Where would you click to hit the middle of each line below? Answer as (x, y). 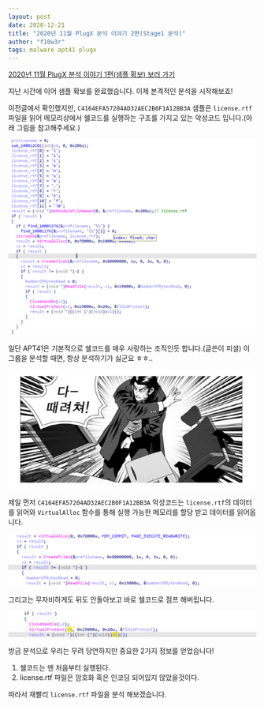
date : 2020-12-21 (37, 25)
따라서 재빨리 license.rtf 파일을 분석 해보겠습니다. (87, 694)
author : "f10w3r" (37, 42)
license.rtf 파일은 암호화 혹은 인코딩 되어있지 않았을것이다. (109, 678)
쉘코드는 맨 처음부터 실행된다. (65, 668)
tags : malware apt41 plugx (52, 50)
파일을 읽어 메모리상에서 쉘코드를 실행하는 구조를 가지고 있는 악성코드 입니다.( (127, 118)
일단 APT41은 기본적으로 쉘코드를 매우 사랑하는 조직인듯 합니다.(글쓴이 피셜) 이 (129, 348)
